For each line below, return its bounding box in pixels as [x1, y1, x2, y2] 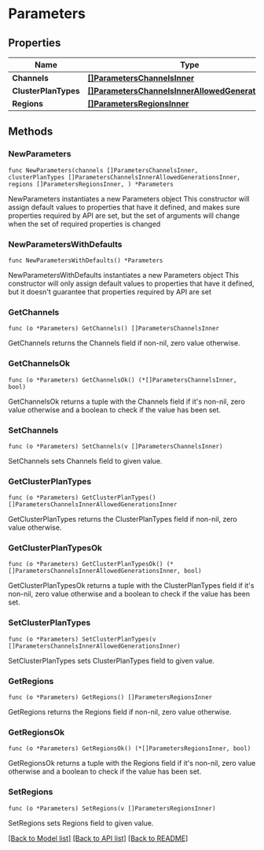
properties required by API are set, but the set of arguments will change [8, 210, 240, 220]
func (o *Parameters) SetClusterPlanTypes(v [8, 635, 156, 643]
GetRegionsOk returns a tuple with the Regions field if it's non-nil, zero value [8, 759, 256, 768]
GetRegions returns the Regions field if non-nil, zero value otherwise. [8, 708, 232, 717]
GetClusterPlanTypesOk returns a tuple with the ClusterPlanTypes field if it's [8, 581, 255, 590]
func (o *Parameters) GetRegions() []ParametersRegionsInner [8, 693, 213, 701]
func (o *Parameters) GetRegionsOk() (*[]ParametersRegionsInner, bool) [8, 745, 251, 752]
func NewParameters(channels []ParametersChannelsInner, [8, 166, 199, 174]
